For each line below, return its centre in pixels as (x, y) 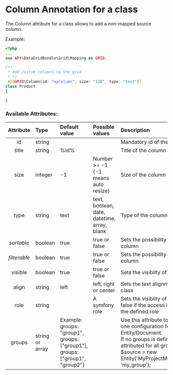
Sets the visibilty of (144, 272)
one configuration (142, 326)
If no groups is (138, 339)
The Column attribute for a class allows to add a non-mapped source (79, 24)
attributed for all (140, 345)
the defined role (140, 311)
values (101, 133)
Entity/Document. (142, 332)
